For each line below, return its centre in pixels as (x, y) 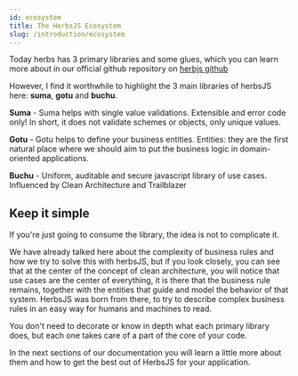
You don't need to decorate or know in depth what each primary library (139, 326)
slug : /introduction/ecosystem (67, 34)
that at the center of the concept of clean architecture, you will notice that (145, 271)
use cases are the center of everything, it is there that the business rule (140, 281)
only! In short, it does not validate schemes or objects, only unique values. (145, 122)
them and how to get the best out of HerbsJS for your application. (130, 363)
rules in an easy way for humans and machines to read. (110, 309)
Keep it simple (49, 213)
